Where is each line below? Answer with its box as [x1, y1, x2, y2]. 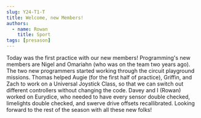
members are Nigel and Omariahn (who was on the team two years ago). [6, 61, 191, 68]
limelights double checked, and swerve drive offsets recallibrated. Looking [6, 100, 195, 107]
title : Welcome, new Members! [6, 15, 84, 21]
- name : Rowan [12, 26, 48, 32]
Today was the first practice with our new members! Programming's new [6, 54, 191, 61]
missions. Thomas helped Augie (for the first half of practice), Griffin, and [6, 74, 192, 81]
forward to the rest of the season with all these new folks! [6, 106, 152, 113]
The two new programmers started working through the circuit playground [6, 67, 195, 74]
